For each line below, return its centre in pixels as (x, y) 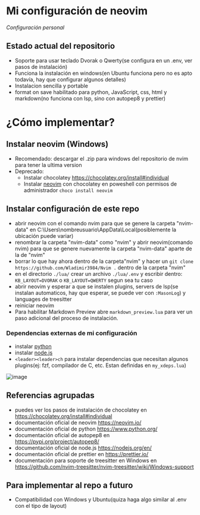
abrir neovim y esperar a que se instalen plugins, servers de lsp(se (96, 286)
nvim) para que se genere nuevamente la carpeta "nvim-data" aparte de (103, 249)
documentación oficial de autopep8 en (62, 435)
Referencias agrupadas (50, 396)
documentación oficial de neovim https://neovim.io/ (78, 422)
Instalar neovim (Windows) (57, 144)
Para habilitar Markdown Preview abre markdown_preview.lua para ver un (104, 312)
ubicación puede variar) (44, 235)
